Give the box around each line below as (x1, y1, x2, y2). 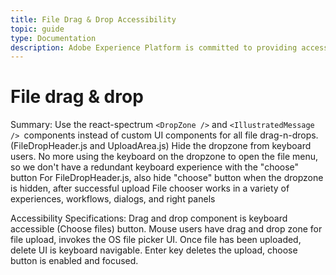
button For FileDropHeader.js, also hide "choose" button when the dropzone (10, 172, 324, 184)
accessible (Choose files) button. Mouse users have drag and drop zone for (10, 223, 323, 235)
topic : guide (10, 24, 65, 34)
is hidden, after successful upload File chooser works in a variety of (10, 182, 290, 195)
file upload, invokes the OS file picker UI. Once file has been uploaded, (10, 234, 302, 246)
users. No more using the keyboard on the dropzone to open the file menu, (10, 151, 319, 163)
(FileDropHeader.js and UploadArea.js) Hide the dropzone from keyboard (10, 140, 312, 152)
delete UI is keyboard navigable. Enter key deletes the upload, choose (10, 244, 298, 256)
